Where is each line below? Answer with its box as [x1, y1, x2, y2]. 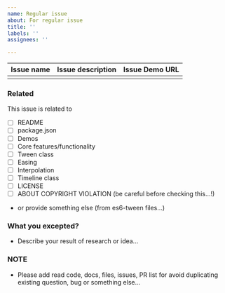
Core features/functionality [17, 142, 96, 151]
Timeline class [17, 173, 60, 182]
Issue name [11, 64, 50, 74]
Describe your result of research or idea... [17, 237, 139, 245]
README [17, 118, 44, 127]
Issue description [57, 64, 117, 74]
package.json [17, 126, 57, 135]
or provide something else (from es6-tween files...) [17, 204, 165, 212]
